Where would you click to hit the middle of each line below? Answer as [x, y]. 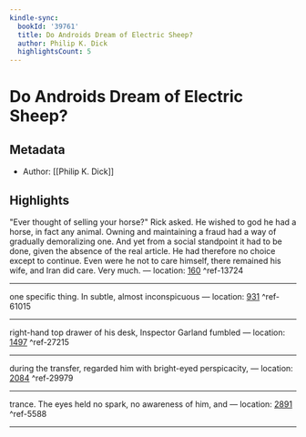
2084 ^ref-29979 [41, 378]
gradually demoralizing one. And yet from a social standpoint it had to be [146, 241]
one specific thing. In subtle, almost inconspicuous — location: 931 [135, 296]
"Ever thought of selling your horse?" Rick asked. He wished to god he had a [153, 222]
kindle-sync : [34, 18]
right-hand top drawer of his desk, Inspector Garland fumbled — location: [148, 332]
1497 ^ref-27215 [40, 341]
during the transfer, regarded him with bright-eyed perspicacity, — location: [151, 368]
